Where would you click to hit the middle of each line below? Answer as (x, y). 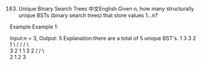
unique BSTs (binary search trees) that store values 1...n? (88, 15)
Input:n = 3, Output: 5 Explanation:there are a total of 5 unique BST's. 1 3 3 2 (103, 38)
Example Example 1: (34, 27)
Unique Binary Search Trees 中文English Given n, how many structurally (106, 9)
